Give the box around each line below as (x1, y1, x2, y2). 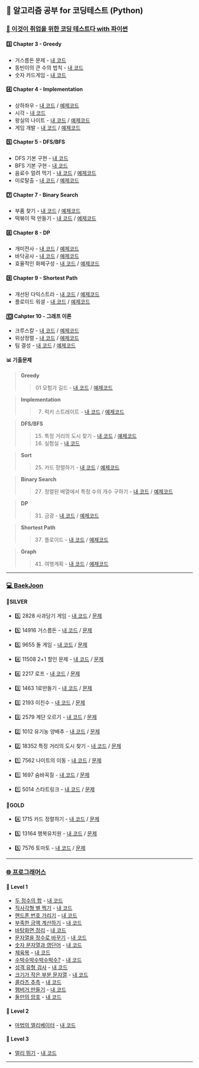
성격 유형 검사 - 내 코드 (14, 964, 68, 971)
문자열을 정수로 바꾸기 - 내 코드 (14, 934, 87, 942)
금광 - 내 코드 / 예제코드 (44, 512, 99, 519)
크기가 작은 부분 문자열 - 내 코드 (14, 971, 89, 978)
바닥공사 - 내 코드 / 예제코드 (14, 253, 79, 260)
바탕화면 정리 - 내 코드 (14, 927, 66, 934)
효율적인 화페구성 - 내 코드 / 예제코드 (14, 260, 100, 267)
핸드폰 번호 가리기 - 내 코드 (14, 912, 78, 919)
